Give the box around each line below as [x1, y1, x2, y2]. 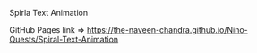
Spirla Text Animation [9, 8, 88, 18]
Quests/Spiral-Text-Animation [9, 34, 119, 44]
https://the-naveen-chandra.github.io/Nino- [86, 25, 248, 34]
